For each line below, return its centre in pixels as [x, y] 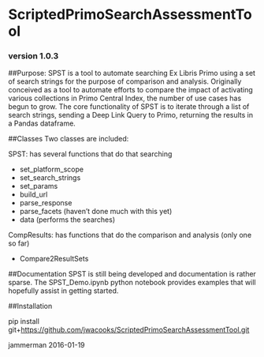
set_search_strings [50, 178]
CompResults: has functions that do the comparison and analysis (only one [130, 235]
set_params [39, 186]
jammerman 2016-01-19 [46, 345]
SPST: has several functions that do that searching [90, 154]
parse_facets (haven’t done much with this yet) [96, 212]
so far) [19, 243]
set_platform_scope [52, 169]
